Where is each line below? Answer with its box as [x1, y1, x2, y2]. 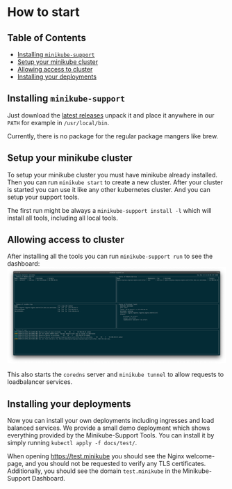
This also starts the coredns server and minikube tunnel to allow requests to [7, 370, 224, 379]
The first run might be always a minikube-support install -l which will [7, 206, 212, 214]
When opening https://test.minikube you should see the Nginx [7, 452, 185, 460]
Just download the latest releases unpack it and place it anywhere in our [7, 111, 215, 119]
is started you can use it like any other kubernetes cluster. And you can [7, 185, 210, 193]
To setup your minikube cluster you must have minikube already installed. [7, 170, 217, 179]
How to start [7, 4, 80, 20]
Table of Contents [7, 32, 87, 44]
